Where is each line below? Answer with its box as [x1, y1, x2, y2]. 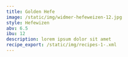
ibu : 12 [6, 31, 26, 37]
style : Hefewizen [6, 20, 50, 26]
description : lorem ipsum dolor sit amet [6, 36, 112, 42]
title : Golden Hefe [6, 8, 55, 15]
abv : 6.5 [6, 25, 28, 31]
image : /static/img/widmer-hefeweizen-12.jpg [6, 14, 122, 20]
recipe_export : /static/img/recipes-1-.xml [6, 42, 117, 48]
